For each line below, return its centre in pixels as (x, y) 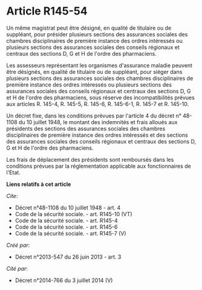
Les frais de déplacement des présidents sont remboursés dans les (90, 159)
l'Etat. (14, 172)
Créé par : (18, 245)
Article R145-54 (47, 11)
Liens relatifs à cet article (39, 184)
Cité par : (17, 268)
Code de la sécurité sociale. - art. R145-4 (66, 220)
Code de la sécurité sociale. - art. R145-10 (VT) (73, 214)
